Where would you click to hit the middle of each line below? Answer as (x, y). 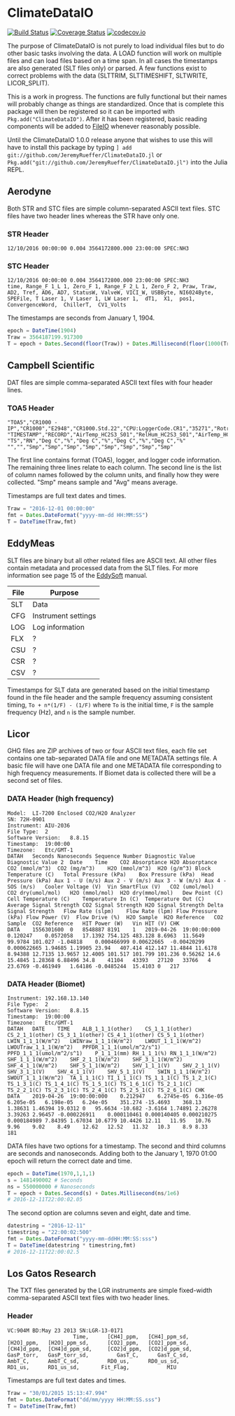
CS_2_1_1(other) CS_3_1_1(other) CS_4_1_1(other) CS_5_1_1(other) (106, 1035)
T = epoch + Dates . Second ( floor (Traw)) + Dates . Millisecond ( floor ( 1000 (114, 344)
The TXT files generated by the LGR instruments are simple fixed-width (110, 1290)
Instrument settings (64, 616)
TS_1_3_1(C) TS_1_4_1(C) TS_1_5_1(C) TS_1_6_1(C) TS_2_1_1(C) (100, 1084)
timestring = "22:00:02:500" (50, 1233)
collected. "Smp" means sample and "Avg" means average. (93, 482)
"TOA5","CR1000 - (33, 423)
